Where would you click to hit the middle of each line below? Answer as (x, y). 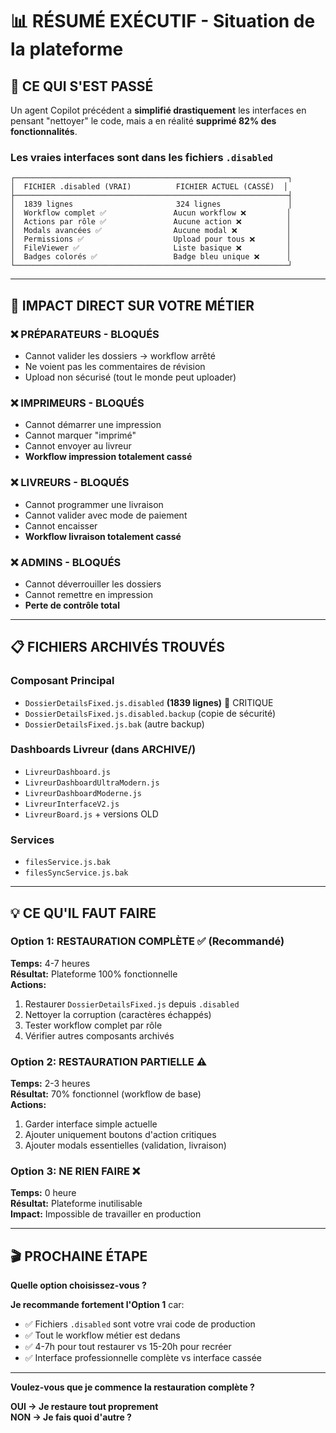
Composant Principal (62, 681)
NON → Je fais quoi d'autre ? (71, 1417)
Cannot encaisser (61, 525)
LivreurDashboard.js (67, 772)
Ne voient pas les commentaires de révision (115, 366)
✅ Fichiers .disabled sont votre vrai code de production (140, 1324)
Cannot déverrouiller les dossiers (93, 584)
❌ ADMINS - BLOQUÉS (66, 562)
